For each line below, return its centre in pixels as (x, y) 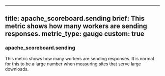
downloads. (17, 69)
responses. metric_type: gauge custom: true (75, 34)
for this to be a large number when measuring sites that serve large (73, 64)
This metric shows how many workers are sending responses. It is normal (80, 58)
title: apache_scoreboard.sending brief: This (75, 18)
